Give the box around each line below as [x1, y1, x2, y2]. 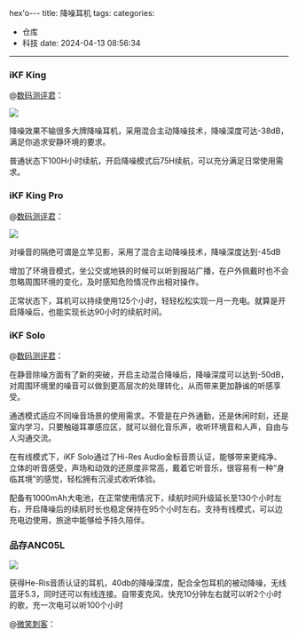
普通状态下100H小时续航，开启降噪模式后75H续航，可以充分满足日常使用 [9, 156, 277, 166]
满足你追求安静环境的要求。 [9, 137, 111, 148]
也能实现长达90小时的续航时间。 [47, 306, 167, 317]
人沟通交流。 [9, 432, 56, 443]
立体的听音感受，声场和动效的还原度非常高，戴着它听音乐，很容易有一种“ [9, 462, 278, 473]
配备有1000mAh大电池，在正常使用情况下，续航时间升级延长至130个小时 [9, 492, 275, 503]
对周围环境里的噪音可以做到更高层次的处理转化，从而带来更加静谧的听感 [9, 380, 273, 391]
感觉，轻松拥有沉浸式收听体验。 [43, 474, 161, 484]
